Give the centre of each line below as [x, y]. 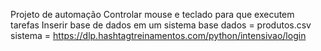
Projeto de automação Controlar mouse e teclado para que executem [152, 14]
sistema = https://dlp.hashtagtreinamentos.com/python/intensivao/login [158, 35]
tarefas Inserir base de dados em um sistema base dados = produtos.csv [161, 25]
